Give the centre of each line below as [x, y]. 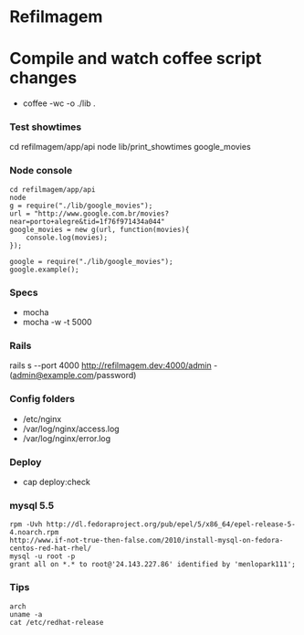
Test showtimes [46, 127]
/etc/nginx [42, 418]
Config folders [42, 399]
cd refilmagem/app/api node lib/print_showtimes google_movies [130, 147]
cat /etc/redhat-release [57, 622]
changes [43, 78]
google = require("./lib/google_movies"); [91, 261]
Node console [41, 171]
